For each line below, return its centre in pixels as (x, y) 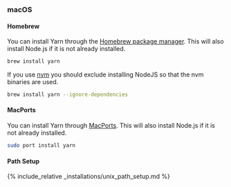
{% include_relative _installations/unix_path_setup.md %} (89, 177)
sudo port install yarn (41, 146)
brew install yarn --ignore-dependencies (68, 95)
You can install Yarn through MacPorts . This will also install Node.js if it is (111, 126)
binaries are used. (33, 82)
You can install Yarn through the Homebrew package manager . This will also (115, 41)
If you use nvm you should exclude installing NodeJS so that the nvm (105, 75)
